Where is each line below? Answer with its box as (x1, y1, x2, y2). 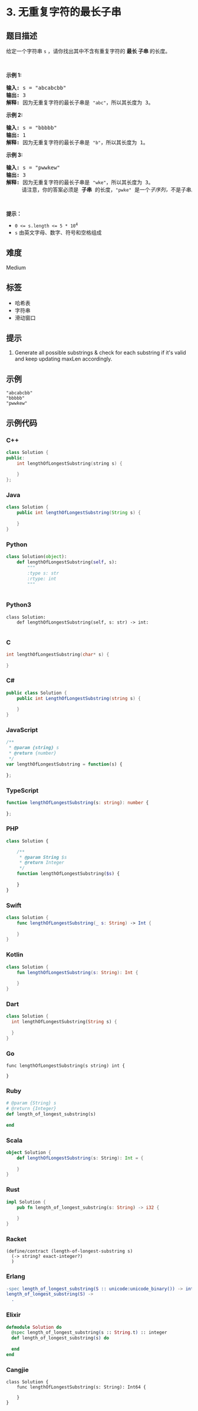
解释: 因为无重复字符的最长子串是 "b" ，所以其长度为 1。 (6, 140, 148, 145)
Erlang (6, 1272, 25, 1280)
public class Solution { (6, 690, 67, 696)
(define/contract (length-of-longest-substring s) (6, 1248, 133, 1254)
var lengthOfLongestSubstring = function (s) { (6, 761, 123, 767)
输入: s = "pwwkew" (6, 164, 61, 171)
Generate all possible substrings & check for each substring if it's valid (14, 349, 187, 356)
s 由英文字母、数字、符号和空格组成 (14, 229, 102, 236)
